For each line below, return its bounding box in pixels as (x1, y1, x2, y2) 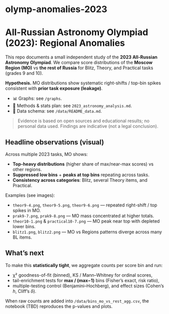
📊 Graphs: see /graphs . (12, 95, 62, 101)
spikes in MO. (12, 207, 41, 213)
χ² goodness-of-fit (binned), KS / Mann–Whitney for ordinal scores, (12, 272, 153, 278)
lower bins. (12, 223, 36, 229)
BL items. (12, 234, 32, 240)
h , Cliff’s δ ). (12, 288, 37, 294)
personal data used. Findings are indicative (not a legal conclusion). (17, 123, 158, 129)
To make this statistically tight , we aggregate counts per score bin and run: (5, 262, 163, 268)
